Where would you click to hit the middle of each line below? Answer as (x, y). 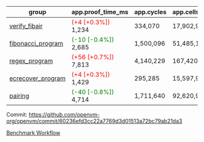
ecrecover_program (37, 78)
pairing (19, 96)
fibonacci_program (36, 43)
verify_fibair (26, 26)
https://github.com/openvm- (64, 114)
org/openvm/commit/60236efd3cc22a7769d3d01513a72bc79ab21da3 (94, 121)
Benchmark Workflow (33, 133)
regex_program (31, 61)
